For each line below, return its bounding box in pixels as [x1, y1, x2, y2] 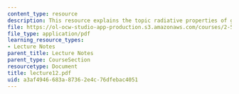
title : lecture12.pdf [7, 69, 72, 76]
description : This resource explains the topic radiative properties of [7, 17, 228, 24]
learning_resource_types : [7, 37, 84, 44]
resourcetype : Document [7, 63, 78, 70]
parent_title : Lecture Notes [7, 50, 94, 57]
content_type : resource [7, 10, 78, 18]
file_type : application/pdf [7, 30, 91, 37]
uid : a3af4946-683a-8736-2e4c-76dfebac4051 [7, 76, 139, 83]
